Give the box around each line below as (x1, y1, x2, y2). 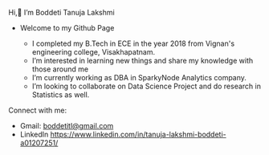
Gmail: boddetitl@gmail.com (19, 121, 114, 130)
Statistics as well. (31, 90, 90, 100)
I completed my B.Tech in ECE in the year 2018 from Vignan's (31, 39, 235, 48)
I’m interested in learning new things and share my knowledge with (31, 56, 254, 65)
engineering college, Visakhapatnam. (31, 47, 155, 56)
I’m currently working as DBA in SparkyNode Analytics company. (31, 73, 247, 82)
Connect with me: (8, 105, 67, 115)
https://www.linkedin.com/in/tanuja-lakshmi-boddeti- (50, 129, 226, 139)
